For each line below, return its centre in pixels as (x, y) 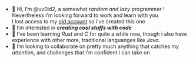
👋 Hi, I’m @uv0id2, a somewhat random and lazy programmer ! (88, 9)
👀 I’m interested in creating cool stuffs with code (72, 27)
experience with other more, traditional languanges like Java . (86, 40)
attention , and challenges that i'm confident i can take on (81, 52)
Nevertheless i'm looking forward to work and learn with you (85, 15)
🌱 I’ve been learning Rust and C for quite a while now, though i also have (99, 34)
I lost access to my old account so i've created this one (78, 21)
